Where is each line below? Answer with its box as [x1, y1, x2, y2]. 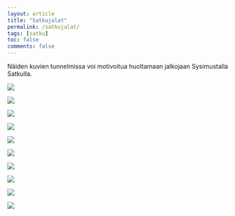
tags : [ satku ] [7, 29, 49, 37]
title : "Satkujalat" [7, 17, 68, 24]
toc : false [7, 36, 39, 43]
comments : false [7, 43, 55, 50]
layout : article [7, 10, 55, 18]
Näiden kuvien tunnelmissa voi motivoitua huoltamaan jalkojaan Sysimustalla [7, 62, 229, 70]
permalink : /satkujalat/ [7, 23, 80, 30]
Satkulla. [7, 69, 33, 78]
